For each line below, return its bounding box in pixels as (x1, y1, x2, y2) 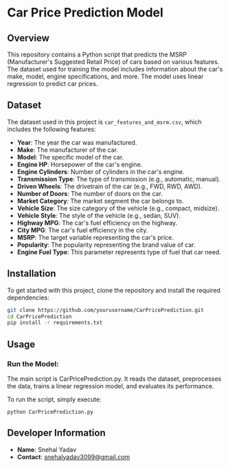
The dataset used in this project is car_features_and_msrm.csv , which (7, 118, 203, 126)
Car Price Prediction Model (7, 5, 163, 21)
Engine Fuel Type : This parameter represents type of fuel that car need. (16, 247, 222, 256)
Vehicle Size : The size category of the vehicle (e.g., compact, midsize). (16, 204, 220, 212)
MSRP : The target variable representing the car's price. (16, 233, 174, 241)
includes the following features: (7, 125, 96, 133)
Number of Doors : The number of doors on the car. (16, 189, 163, 197)
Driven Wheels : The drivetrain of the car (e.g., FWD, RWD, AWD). (16, 182, 203, 190)
